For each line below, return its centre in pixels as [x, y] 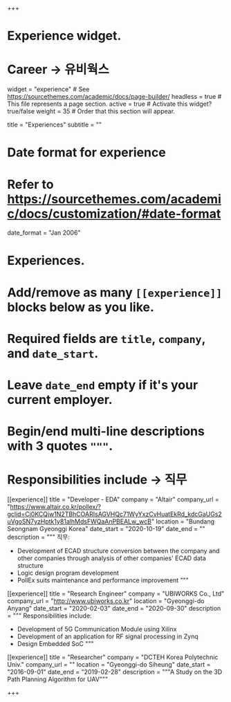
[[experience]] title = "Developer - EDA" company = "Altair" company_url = [113, 499]
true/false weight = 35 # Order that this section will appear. [91, 111]
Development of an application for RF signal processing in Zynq [108, 636]
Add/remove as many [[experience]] [115, 292]
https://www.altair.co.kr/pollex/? [56, 507]
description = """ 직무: [39, 537]
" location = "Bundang [183, 521]
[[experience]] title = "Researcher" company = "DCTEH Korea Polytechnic [113, 657]
